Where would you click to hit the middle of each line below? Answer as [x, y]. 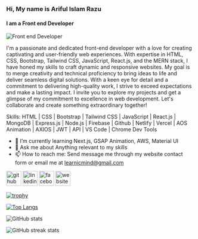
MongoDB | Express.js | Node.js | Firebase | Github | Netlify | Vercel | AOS [97, 123]
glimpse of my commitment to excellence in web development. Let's [90, 99]
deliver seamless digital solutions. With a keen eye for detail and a [87, 80]
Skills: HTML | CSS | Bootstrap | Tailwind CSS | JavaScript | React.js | [91, 117]
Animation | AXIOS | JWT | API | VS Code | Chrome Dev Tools [82, 130]
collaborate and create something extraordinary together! [77, 105]
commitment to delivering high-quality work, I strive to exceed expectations [99, 86]
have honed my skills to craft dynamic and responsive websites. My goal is [98, 67]
